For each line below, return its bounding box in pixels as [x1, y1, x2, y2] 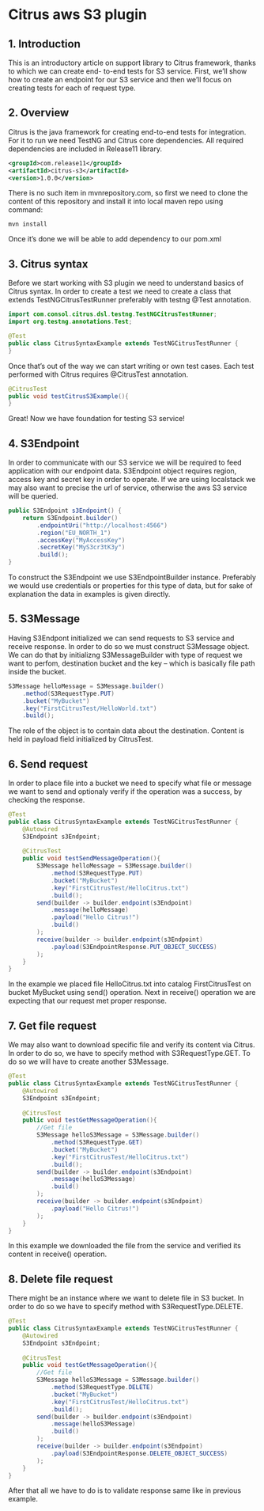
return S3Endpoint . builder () [22, 514, 119, 522]
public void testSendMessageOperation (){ [22, 855, 160, 863]
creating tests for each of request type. [8, 83, 136, 93]
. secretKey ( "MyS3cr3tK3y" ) [36, 544, 126, 552]
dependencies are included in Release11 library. [8, 144, 162, 154]
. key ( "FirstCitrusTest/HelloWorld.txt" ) [22, 704, 157, 712]
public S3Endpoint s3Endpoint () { [8, 507, 123, 515]
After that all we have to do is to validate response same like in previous [8, 1486, 242, 1495]
